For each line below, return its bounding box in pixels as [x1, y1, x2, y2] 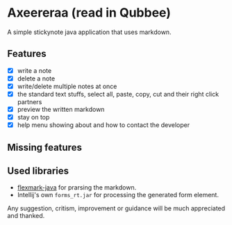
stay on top [17, 113, 50, 122]
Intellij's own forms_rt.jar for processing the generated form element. [17, 191, 219, 199]
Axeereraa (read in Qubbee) [7, 5, 172, 21]
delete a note [17, 74, 56, 83]
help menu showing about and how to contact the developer [17, 121, 190, 129]
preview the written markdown [17, 106, 105, 113]
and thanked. [7, 212, 45, 220]
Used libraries [7, 165, 69, 176]
